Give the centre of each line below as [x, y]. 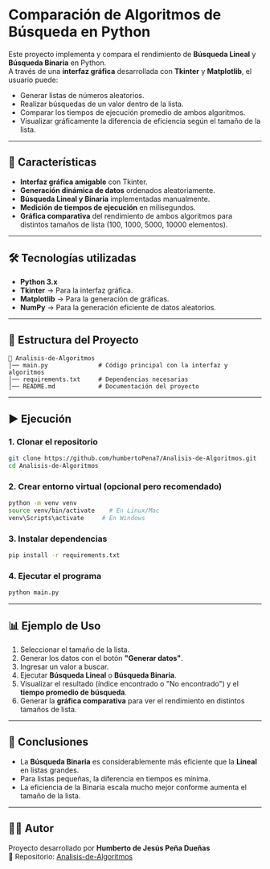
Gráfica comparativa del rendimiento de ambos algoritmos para [126, 215]
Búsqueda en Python [80, 32]
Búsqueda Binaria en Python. [57, 63]
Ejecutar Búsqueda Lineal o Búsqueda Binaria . [98, 675]
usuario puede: [33, 80]
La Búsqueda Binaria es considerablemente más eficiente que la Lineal [138, 761]
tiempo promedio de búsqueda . [73, 692]
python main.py [34, 592]
